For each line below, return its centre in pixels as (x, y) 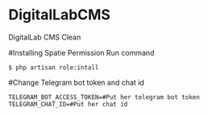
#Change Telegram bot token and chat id (77, 82)
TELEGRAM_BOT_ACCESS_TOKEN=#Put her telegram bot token (104, 97)
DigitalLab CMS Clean (45, 37)
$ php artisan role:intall (54, 67)
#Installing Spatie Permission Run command (81, 52)
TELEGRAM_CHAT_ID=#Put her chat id (68, 104)
